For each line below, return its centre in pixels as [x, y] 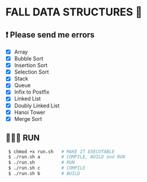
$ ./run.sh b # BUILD [44, 174]
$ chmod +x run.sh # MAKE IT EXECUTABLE [61, 151]
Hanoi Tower [30, 112]
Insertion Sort [31, 65]
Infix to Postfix [32, 92]
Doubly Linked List [37, 106]
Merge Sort [28, 119]
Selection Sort [31, 72]
